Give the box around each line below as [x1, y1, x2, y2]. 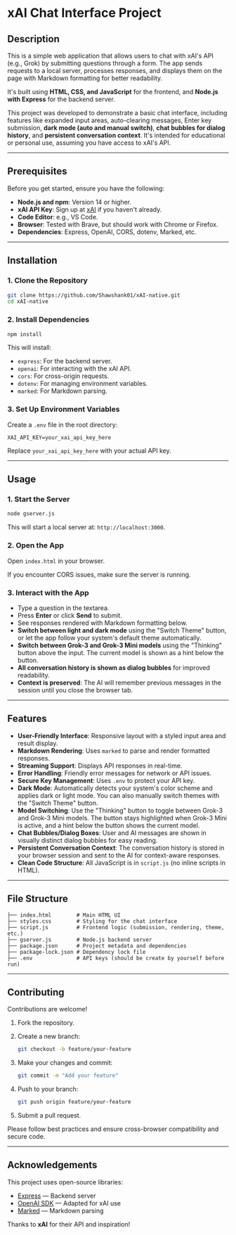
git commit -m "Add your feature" [17, 1072, 119, 1080]
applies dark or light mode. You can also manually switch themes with [17, 791, 220, 799]
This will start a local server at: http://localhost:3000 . [7, 523, 166, 531]
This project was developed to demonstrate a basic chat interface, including [7, 109, 228, 117]
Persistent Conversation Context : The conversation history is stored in [17, 843, 225, 852]
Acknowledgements [7, 1159, 98, 1171]
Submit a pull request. [17, 1111, 81, 1119]
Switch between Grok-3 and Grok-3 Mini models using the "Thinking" [17, 641, 223, 649]
